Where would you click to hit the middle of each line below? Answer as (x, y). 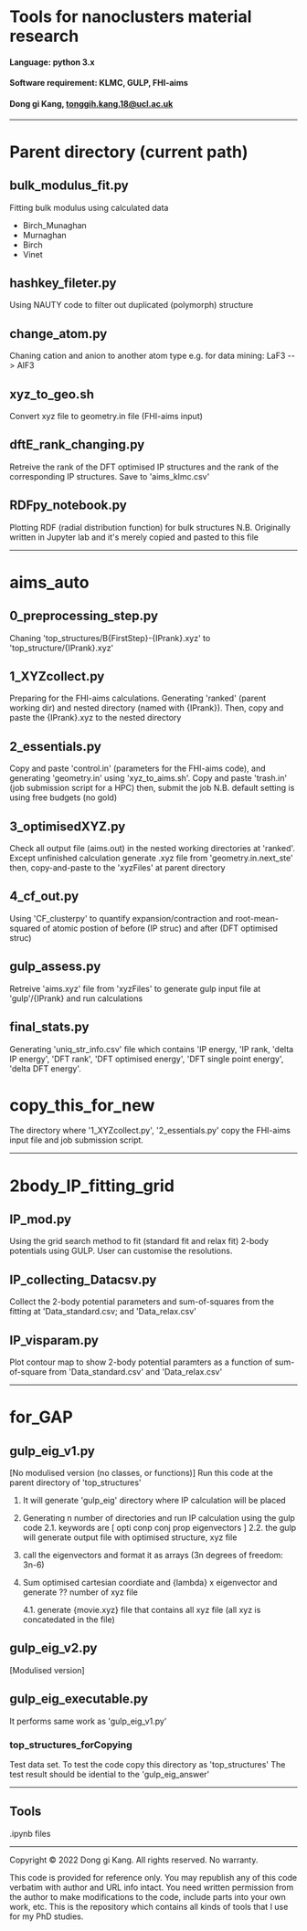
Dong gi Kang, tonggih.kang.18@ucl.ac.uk (91, 103)
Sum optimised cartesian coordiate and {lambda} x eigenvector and (150, 1583)
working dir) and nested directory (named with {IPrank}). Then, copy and (147, 708)
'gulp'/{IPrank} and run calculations (76, 998)
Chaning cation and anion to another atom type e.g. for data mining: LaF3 (148, 356)
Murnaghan (44, 235)
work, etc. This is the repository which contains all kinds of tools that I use (149, 1906)
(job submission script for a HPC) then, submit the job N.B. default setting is (152, 788)
